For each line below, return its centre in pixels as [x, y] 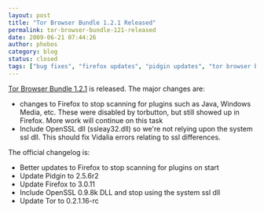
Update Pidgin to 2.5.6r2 [59, 175]
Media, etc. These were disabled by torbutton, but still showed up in [129, 112]
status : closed [33, 60]
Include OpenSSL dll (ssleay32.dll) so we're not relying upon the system [136, 128]
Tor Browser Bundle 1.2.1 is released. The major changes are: [107, 88]
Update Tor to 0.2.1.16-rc [59, 200]
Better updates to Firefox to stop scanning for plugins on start [119, 167]
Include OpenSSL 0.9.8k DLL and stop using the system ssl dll [120, 192]
